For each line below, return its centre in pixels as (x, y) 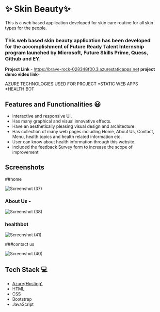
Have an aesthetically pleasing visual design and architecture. (74, 126)
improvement (25, 152)
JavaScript (23, 304)
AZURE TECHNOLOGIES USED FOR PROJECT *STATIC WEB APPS (72, 84)
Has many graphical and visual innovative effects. (62, 121)
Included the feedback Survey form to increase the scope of (72, 147)
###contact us (20, 244)
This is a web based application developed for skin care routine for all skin (79, 22)
